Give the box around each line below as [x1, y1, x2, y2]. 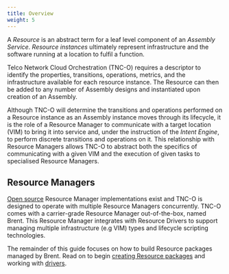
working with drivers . [7, 259, 67, 268]
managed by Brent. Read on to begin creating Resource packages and [7, 252, 206, 260]
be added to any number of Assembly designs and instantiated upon [7, 85, 201, 93]
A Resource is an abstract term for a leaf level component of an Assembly [7, 35, 216, 43]
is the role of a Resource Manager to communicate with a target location [7, 120, 211, 128]
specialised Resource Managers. [7, 157, 99, 165]
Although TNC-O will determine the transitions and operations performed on [7, 106, 223, 114]
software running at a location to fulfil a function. [7, 49, 145, 58]
